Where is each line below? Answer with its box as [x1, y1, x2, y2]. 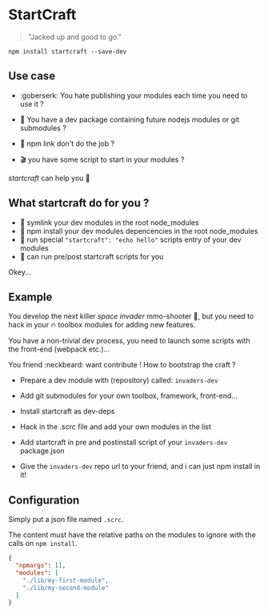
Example [8, 290, 53, 303]
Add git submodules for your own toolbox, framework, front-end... [19, 391, 238, 401]
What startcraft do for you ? [8, 196, 150, 210]
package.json [19, 446, 66, 455]
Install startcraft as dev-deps [19, 407, 115, 416]
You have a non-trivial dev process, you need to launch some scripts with [8, 336, 250, 346]
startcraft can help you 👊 [8, 173, 90, 183]
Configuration [8, 493, 80, 507]
